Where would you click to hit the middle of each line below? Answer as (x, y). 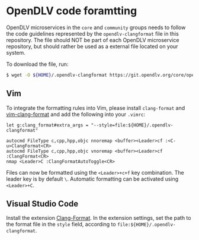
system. (16, 52)
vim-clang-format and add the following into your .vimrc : (76, 114)
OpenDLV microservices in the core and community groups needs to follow (96, 27)
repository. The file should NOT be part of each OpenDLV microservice (93, 40)
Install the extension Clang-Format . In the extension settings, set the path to (99, 218)
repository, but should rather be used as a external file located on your (92, 46)
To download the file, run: (37, 64)
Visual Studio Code (42, 204)
